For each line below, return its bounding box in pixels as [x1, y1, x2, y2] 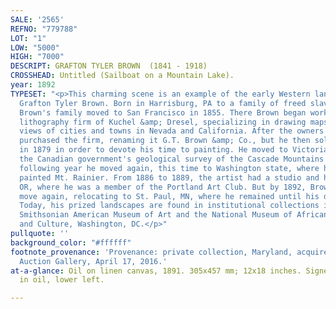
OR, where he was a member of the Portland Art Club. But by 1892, [19, 182, 307, 192]
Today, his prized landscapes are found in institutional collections [19, 201, 320, 211]
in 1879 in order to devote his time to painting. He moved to [19, 145, 288, 155]
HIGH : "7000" [10, 52, 65, 62]
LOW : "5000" [10, 42, 60, 53]
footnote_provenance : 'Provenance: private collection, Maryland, [10, 247, 293, 257]
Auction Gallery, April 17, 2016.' [19, 256, 168, 266]
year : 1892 [10, 80, 56, 90]
